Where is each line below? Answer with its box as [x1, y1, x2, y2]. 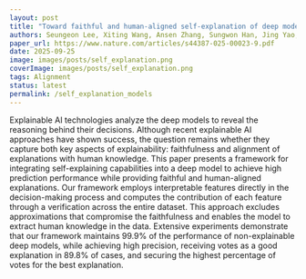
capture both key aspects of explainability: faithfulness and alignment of [9, 143, 280, 154]
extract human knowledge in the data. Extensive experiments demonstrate [9, 220, 289, 232]
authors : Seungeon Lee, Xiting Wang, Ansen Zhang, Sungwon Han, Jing [9, 30, 280, 39]
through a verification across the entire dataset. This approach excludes [9, 201, 280, 212]
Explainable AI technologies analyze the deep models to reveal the [9, 115, 259, 125]
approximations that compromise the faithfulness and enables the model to [9, 211, 291, 222]
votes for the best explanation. [9, 259, 125, 270]
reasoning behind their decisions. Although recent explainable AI [9, 124, 252, 135]
